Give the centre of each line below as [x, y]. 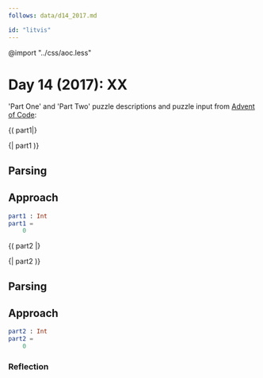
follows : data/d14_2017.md [53, 15]
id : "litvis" [30, 30]
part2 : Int [28, 332]
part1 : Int [28, 216]
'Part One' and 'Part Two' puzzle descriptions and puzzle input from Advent [131, 106]
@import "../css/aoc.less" [50, 52]
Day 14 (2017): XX [68, 85]
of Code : [23, 115]
